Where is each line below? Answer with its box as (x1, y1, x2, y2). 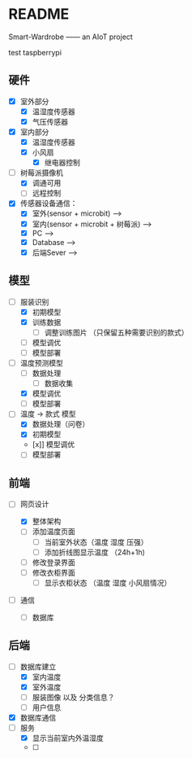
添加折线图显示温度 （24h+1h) (44, 547, 146, 557)
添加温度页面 (32, 527, 75, 537)
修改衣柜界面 (32, 567, 75, 577)
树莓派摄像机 (19, 168, 63, 177)
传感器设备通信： (19, 199, 78, 208)
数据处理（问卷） (32, 419, 90, 429)
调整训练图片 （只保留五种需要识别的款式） (44, 327, 189, 337)
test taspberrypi (8, 47, 62, 57)
